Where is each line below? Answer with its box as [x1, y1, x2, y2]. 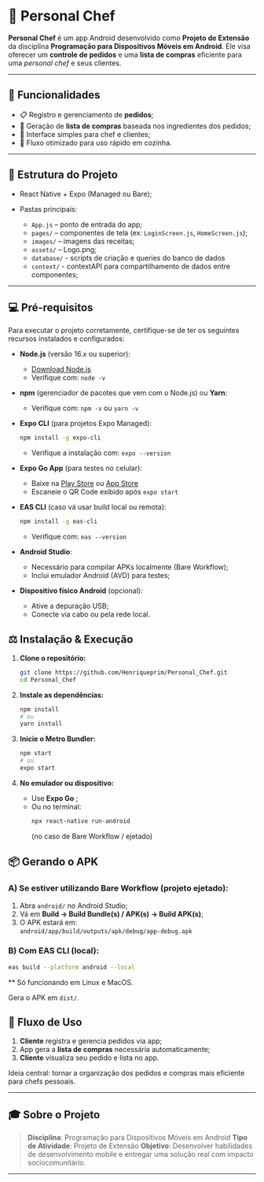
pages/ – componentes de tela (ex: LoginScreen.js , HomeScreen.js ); [31, 228, 248, 237]
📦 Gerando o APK [8, 855, 99, 869]
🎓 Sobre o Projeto [8, 1108, 101, 1121]
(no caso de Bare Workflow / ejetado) [31, 831, 153, 841]
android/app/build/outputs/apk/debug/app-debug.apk [19, 927, 192, 936]
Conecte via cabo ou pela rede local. [31, 610, 151, 619]
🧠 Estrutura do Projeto [8, 169, 118, 182]
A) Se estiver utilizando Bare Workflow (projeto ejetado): [8, 883, 229, 894]
